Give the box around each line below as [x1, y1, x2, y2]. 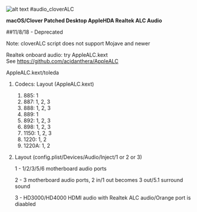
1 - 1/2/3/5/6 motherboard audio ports [14, 165, 107, 172]
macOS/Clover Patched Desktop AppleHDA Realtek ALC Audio [6, 17, 162, 24]
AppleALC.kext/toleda [6, 69, 59, 76]
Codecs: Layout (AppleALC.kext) [14, 80, 94, 87]
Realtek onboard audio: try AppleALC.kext [6, 51, 108, 58]
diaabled [14, 201, 37, 207]
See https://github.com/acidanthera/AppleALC [6, 58, 119, 64]
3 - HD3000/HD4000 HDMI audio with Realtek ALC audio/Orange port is [14, 194, 191, 201]
